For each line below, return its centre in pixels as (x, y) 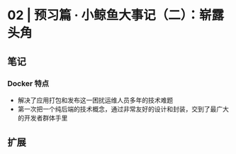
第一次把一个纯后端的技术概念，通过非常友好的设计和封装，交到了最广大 (123, 109)
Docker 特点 (28, 83)
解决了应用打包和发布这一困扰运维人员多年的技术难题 (95, 100)
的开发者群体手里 (43, 118)
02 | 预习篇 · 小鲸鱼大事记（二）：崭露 (116, 15)
